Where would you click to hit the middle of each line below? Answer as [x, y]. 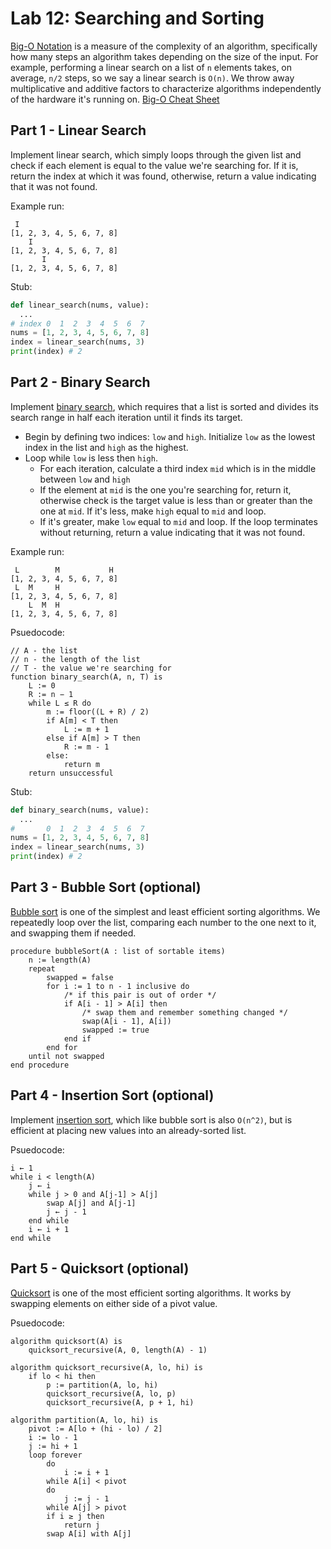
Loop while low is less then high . [91, 458]
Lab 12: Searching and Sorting [137, 18]
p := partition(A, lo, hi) [102, 1385]
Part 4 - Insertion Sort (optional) [112, 1095]
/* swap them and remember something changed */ [184, 1012]
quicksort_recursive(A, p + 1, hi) [120, 1402]
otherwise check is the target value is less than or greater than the [176, 500]
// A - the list [44, 650]
